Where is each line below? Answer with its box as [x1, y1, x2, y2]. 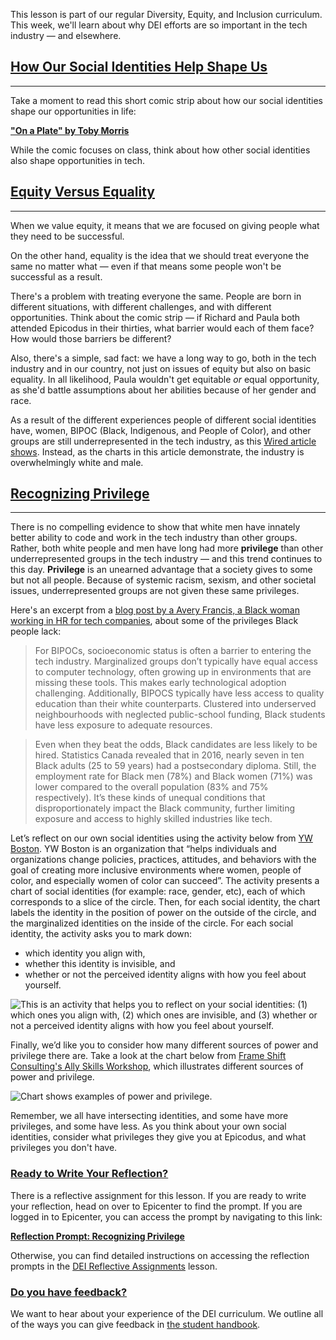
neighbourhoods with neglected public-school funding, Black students [34, 709, 326, 721]
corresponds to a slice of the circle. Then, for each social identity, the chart [10, 896, 321, 908]
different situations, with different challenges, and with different [10, 300, 272, 313]
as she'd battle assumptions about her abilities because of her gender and [10, 384, 317, 396]
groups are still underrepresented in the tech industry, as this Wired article [10, 435, 317, 447]
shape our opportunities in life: [10, 105, 137, 117]
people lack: [10, 625, 62, 638]
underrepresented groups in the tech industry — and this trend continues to [10, 553, 323, 565]
